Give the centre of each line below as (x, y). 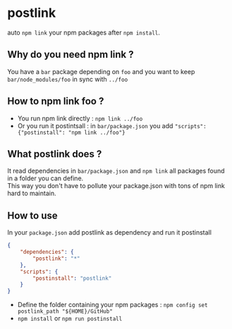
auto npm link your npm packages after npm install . (84, 32)
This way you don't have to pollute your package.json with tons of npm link (116, 186)
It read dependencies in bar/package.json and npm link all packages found (116, 171)
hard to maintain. (32, 193)
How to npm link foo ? (56, 101)
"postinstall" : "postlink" (72, 278)
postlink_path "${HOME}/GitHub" (65, 311)
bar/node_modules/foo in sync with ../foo (68, 79)
